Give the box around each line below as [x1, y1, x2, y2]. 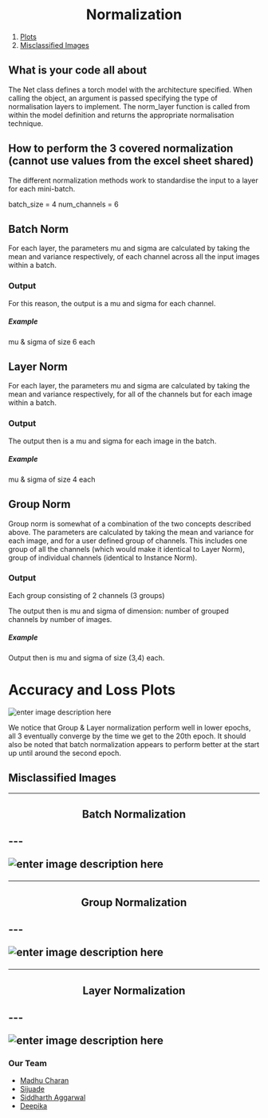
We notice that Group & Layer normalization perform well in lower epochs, [8, 722, 251, 732]
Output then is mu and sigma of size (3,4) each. [8, 652, 165, 663]
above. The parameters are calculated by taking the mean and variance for [8, 527, 254, 537]
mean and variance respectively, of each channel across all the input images [8, 252, 260, 262]
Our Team [8, 1057, 48, 1069]
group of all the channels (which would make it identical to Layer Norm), [8, 544, 245, 553]
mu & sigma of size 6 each [8, 337, 96, 346]
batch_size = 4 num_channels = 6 [8, 199, 119, 209]
